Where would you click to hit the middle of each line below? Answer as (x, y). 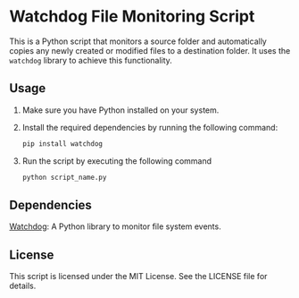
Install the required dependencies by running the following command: (150, 127)
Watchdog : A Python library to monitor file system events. (115, 226)
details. (23, 286)
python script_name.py (64, 177)
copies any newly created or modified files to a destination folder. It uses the (150, 50)
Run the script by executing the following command (117, 161)
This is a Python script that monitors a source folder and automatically (138, 41)
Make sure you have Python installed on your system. (120, 110)
